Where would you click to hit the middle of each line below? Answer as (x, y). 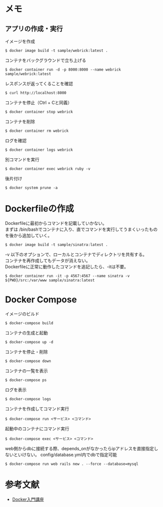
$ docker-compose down (28, 361)
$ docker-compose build (29, 323)
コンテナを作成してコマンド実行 (37, 409)
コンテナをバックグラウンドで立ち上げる (46, 60)
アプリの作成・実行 (34, 29)
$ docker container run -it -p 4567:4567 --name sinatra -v (68, 276)
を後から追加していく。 (29, 235)
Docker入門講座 (28, 499)
